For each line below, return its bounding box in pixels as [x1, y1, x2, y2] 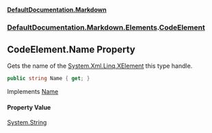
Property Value [7, 103, 51, 111]
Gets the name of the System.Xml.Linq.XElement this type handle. [7, 62, 193, 70]
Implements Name [7, 88, 59, 96]
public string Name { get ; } [7, 75, 90, 82]
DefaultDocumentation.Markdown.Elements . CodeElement [7, 23, 205, 32]
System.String [7, 119, 47, 127]
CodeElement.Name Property [7, 43, 135, 55]
